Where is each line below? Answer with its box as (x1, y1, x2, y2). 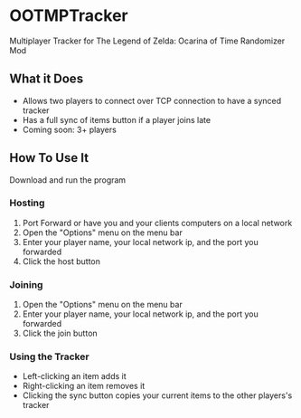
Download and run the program (9, 174, 127, 185)
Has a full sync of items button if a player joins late (22, 114, 211, 125)
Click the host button (22, 255, 101, 267)
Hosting (9, 196, 45, 209)
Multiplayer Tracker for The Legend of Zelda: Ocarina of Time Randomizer (9, 35, 286, 46)
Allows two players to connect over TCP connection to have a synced (22, 95, 282, 106)
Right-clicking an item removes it (22, 381, 146, 392)
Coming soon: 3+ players (22, 124, 118, 135)
